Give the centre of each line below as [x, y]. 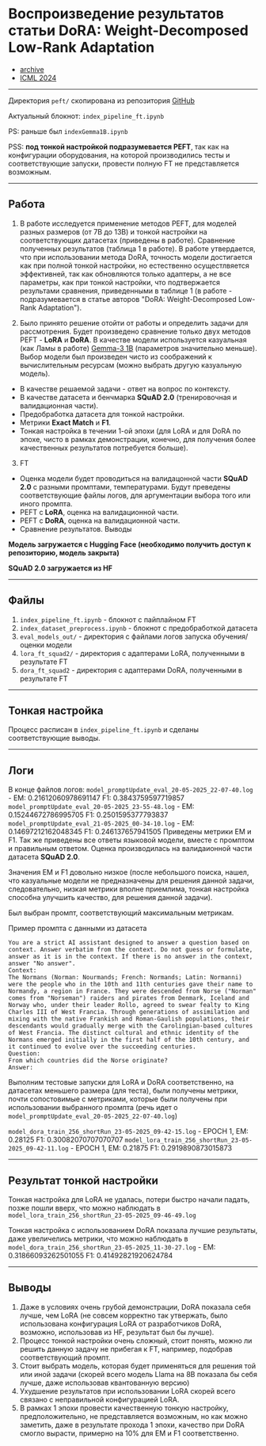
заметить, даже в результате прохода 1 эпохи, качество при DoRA [132, 1425]
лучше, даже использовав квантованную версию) [104, 1383]
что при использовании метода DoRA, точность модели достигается [136, 257]
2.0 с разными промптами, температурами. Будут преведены [125, 486]
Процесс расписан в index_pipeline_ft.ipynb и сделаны [104, 730]
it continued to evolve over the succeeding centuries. [102, 1047]
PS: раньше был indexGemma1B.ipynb [68, 131]
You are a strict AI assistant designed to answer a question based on [129, 943]
